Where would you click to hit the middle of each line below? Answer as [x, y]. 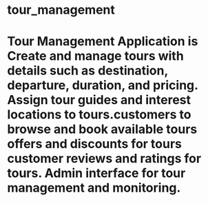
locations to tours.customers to [99, 115]
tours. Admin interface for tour [96, 173]
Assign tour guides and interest [99, 100]
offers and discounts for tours [95, 144]
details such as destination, [88, 71]
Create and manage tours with [95, 56]
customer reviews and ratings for [104, 159]
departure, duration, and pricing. [103, 85]
